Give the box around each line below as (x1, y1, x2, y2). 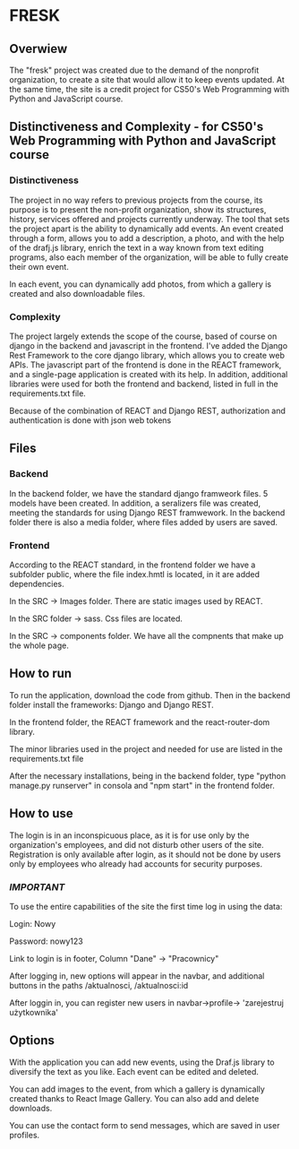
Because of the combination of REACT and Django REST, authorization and (9, 405, 286, 416)
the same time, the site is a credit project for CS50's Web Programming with (9, 84, 290, 94)
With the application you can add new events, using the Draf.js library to (9, 1057, 275, 1067)
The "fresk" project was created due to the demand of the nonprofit (9, 65, 260, 75)
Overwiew (9, 41, 68, 56)
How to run (9, 666, 73, 681)
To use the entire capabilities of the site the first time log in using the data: (9, 901, 283, 911)
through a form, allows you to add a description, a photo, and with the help (9, 232, 285, 243)
